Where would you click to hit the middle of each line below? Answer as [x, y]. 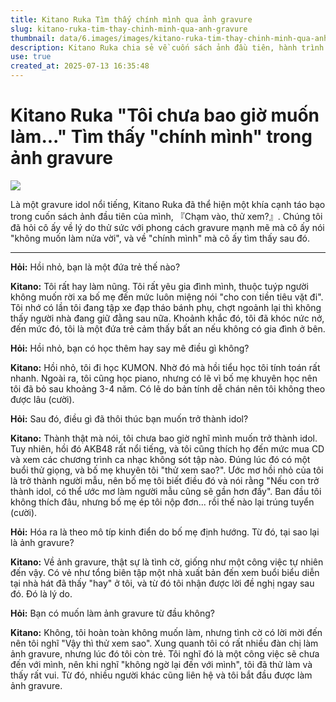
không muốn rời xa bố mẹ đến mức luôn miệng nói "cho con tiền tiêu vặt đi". [167, 297]
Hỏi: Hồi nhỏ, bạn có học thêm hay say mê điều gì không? [130, 348]
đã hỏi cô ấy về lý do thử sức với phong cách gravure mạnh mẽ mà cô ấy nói [167, 227]
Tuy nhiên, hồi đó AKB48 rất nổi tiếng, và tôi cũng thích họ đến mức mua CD [167, 448]
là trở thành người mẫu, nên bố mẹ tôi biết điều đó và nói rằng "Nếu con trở [165, 480]
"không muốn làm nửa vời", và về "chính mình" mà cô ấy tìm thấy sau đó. [160, 238]
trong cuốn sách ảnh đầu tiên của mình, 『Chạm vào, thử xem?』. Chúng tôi [166, 216]
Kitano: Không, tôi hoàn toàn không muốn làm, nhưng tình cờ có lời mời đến [166, 632]
